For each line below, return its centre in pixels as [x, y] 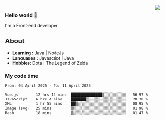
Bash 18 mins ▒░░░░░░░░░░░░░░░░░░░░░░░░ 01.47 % [77, 113]
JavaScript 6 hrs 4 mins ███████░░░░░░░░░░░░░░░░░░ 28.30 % [77, 100]
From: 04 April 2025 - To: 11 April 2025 [48, 86]
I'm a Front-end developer [31, 26]
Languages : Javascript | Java [43, 58]
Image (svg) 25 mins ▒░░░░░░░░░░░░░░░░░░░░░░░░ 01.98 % [77, 108]
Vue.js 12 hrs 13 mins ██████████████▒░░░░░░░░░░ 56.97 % [77, 95]
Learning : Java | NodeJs [38, 53]
